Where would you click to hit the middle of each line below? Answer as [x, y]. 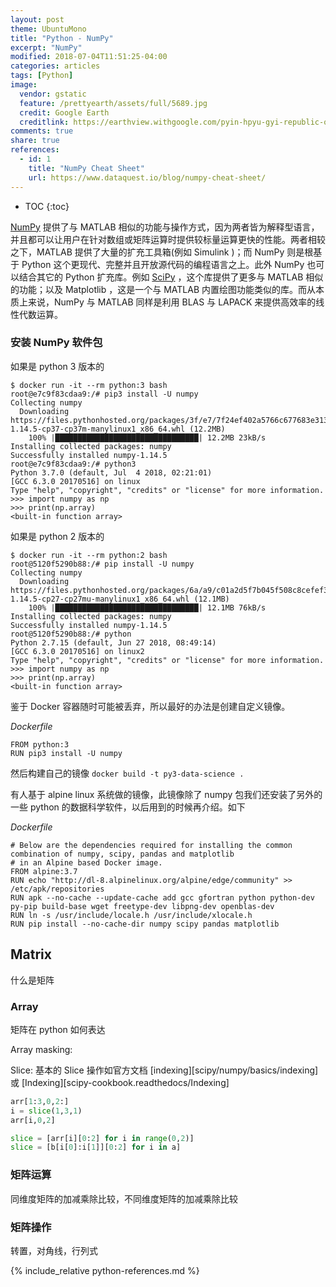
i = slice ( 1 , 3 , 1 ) [46, 1111]
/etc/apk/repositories [57, 889]
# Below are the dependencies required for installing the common [151, 845]
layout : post [37, 19]
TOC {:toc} [47, 206]
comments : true [42, 131]
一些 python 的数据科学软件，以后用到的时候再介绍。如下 [128, 807]
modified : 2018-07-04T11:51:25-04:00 [89, 57]
